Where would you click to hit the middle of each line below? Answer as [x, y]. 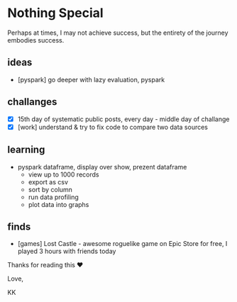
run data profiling [54, 197]
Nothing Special [56, 13]
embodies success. [36, 40]
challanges [32, 102]
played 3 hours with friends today [67, 251]
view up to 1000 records [64, 174]
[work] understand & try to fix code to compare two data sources [112, 127]
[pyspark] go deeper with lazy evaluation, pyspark [91, 79]
